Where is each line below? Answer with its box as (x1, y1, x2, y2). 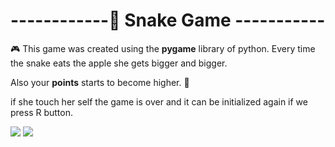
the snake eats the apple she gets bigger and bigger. (10, 57, 228, 69)
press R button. (10, 106, 74, 118)
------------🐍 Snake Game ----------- (10, 9, 326, 32)
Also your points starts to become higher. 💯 (10, 76, 190, 88)
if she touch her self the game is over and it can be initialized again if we (10, 95, 308, 108)
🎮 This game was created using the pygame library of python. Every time (10, 42, 316, 54)
